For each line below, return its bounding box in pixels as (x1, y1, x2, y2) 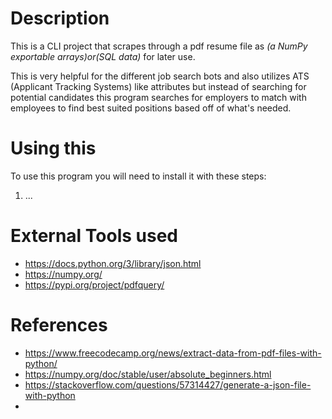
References (10, 314, 108, 336)
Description (10, 7, 110, 30)
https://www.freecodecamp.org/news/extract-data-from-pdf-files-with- (24, 347, 322, 359)
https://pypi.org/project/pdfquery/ (24, 278, 165, 291)
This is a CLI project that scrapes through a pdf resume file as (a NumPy (10, 40, 308, 52)
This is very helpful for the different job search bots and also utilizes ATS (10, 70, 310, 82)
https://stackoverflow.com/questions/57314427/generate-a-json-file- (24, 378, 312, 391)
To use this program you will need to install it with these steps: (10, 170, 267, 182)
